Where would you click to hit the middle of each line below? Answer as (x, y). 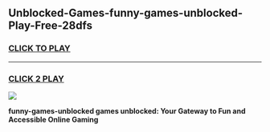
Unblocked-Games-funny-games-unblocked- (126, 13)
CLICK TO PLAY (39, 49)
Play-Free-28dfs (50, 26)
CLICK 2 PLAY (36, 78)
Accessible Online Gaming (53, 119)
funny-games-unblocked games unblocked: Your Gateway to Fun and (127, 110)
